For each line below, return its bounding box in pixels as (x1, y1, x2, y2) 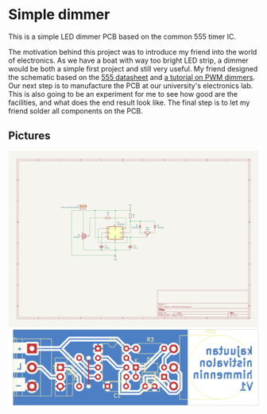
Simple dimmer (8, 6, 110, 24)
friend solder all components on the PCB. (8, 105, 143, 116)
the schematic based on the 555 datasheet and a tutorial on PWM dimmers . (8, 72, 256, 82)
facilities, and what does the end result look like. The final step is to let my (8, 98, 250, 107)
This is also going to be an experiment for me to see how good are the (8, 89, 238, 98)
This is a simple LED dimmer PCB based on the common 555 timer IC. (8, 32, 237, 41)
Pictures (8, 129, 51, 143)
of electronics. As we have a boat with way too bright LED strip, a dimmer (8, 56, 249, 65)
